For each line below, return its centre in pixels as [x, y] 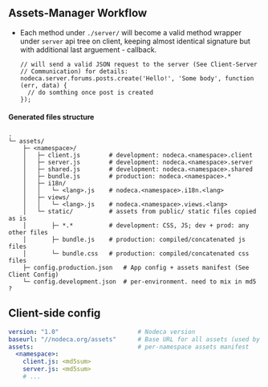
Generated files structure [51, 117]
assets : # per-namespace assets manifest [129, 347]
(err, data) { [43, 85]
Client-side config [55, 314]
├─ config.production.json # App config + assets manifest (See [136, 268]
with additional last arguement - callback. [88, 49]
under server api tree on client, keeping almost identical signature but [135, 41]
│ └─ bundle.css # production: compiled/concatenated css [136, 254]
